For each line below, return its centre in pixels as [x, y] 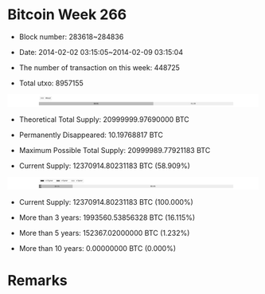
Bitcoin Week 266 [67, 15]
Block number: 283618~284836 [71, 37]
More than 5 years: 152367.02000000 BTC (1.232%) [104, 233]
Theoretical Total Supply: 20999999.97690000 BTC [104, 120]
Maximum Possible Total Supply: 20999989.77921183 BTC [115, 151]
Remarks [38, 281]
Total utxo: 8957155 [51, 83]
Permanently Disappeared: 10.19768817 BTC [91, 135]
